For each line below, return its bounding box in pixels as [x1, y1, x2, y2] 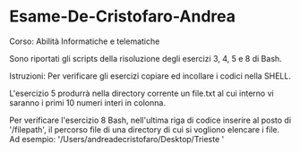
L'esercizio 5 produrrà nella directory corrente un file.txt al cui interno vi [9, 88, 275, 98]
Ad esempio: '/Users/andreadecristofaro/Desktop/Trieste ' [9, 133, 225, 144]
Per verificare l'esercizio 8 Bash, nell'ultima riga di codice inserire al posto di [9, 115, 292, 125]
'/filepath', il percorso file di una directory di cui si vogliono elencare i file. [9, 123, 280, 135]
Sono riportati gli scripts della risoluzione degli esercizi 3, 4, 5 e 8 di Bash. [9, 53, 282, 64]
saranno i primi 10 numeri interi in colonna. [9, 97, 166, 108]
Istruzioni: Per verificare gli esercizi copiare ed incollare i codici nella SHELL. [9, 70, 291, 81]
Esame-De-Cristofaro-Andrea [9, 6, 236, 27]
